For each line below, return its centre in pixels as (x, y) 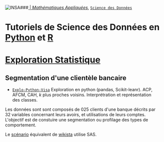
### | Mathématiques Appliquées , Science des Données (76, 8)
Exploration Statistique (53, 60)
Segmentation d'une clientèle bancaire (66, 78)
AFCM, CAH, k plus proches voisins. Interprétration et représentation (82, 95)
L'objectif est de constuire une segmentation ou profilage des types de (77, 120)
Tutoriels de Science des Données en (82, 27)
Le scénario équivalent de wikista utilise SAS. (51, 135)
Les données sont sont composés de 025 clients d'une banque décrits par (80, 109)
